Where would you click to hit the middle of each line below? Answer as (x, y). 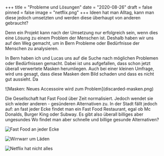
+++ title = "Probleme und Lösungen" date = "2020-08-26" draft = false (79, 7)
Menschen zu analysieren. (32, 48)
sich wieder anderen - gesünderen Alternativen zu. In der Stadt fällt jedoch (81, 104)
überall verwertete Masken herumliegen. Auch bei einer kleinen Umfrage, (80, 69)
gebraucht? (17, 23)
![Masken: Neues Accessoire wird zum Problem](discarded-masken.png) (80, 89)
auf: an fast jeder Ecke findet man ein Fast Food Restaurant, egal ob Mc (78, 109)
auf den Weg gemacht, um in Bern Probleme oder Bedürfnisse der (72, 43)
